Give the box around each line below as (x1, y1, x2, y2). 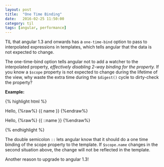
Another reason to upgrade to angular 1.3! (5, 156, 89, 162)
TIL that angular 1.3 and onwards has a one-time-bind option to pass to (5, 39, 147, 45)
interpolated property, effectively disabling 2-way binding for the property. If (5, 64, 159, 70)
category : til (5, 21, 34, 26)
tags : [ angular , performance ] (5, 25, 67, 30)
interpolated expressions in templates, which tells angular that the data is (5, 44, 152, 50)
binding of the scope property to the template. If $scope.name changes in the (5, 142, 158, 147)
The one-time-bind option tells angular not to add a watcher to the (5, 59, 138, 65)
